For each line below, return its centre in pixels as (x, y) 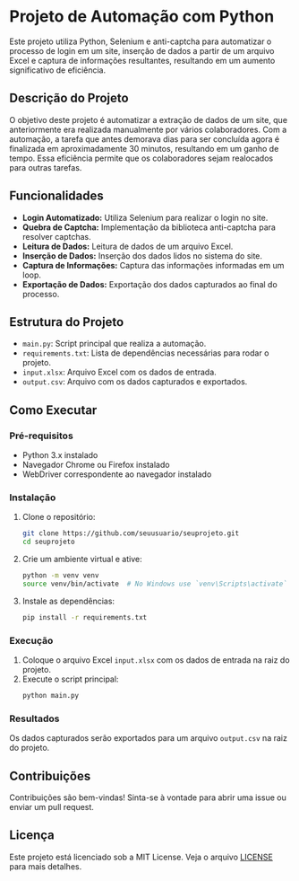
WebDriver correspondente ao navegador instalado (117, 474)
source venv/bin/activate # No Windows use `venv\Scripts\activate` (155, 584)
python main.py (51, 696)
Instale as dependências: (68, 601)
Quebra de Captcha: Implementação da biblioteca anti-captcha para (149, 227)
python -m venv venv (60, 576)
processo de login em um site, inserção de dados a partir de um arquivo (142, 50)
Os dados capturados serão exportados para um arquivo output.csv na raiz (149, 738)
